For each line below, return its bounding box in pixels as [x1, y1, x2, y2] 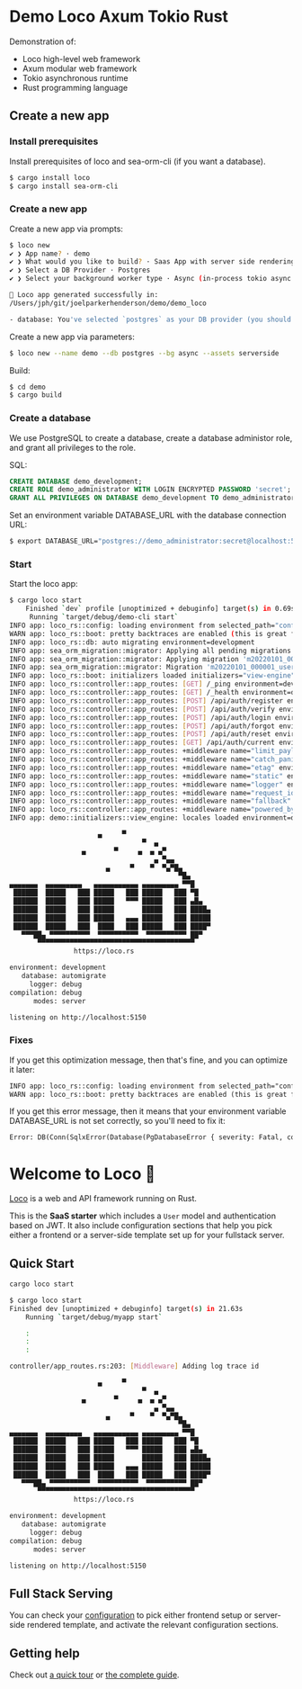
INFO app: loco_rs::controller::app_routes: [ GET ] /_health [9, 688, 240, 697]
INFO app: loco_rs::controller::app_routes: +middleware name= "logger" [9, 780, 283, 789]
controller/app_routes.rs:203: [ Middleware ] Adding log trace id [9, 1361, 259, 1371]
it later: [9, 1064, 36, 1074]
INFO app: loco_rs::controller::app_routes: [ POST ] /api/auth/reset [9, 730, 271, 739]
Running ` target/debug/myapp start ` [25, 1312, 164, 1322]
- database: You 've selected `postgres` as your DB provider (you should [9, 315, 292, 324]
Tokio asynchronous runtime [22, 72, 129, 83]
